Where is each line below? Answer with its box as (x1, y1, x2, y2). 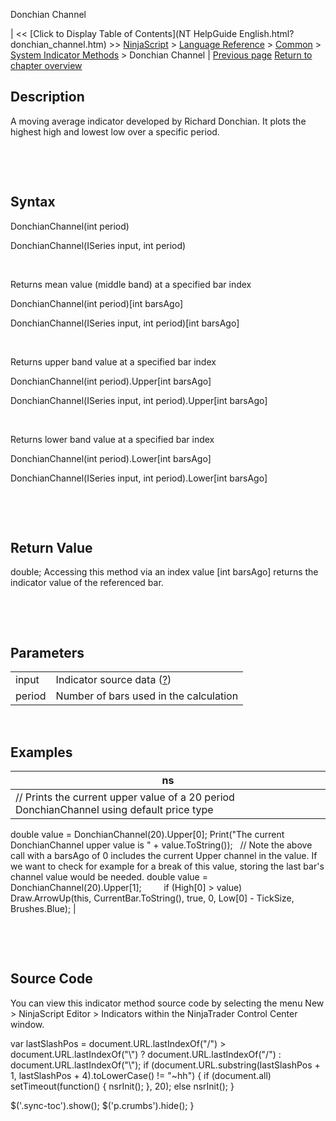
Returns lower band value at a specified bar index (10, 433, 215, 445)
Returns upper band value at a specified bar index (10, 355, 217, 368)
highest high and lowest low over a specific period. (10, 125, 220, 138)
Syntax (10, 194, 56, 211)
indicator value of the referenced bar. (10, 577, 164, 589)
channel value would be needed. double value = (10, 871, 208, 883)
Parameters (10, 644, 85, 661)
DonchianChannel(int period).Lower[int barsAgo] (10, 452, 212, 464)
